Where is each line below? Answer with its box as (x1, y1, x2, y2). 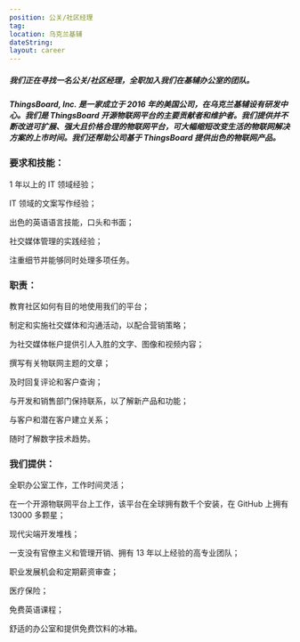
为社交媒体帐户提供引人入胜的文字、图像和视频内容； (9, 339, 205, 350)
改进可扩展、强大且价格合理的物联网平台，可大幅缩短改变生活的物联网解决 (16, 121, 290, 132)
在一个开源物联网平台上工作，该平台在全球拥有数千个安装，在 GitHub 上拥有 (9, 499, 289, 509)
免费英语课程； (9, 605, 64, 615)
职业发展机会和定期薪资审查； (9, 566, 118, 577)
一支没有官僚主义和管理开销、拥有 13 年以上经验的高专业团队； (9, 548, 240, 558)
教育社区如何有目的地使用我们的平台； (9, 301, 150, 312)
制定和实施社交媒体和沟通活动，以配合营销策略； (9, 320, 189, 330)
